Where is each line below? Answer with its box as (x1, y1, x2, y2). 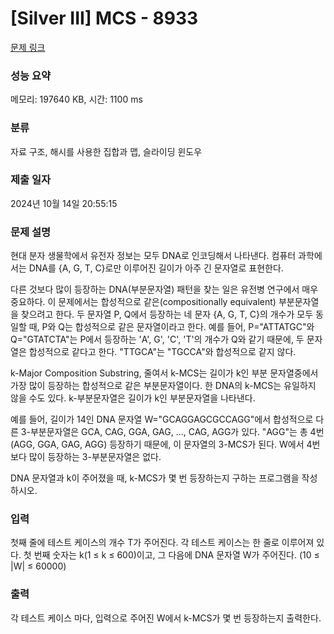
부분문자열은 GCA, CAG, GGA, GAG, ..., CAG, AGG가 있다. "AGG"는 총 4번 (29, 426, 325, 438)
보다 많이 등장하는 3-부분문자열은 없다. (10, 451, 162, 463)
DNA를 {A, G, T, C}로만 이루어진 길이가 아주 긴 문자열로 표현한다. (28, 262, 284, 274)
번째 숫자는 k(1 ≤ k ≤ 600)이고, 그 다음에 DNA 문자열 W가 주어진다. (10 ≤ (33, 549, 320, 561)
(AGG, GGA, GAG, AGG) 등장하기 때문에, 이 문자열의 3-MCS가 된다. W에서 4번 (10, 438, 321, 451)
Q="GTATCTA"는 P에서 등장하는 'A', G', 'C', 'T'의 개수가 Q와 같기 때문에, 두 (10, 333, 305, 346)
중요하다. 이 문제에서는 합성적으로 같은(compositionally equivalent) (10, 296, 277, 308)
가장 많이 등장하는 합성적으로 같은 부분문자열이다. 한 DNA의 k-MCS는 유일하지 (10, 380, 317, 392)
